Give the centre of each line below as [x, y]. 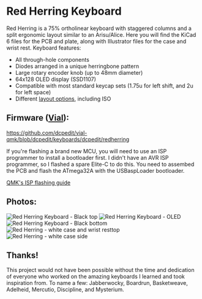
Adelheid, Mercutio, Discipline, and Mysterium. [65, 290]
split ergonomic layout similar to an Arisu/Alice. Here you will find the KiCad [101, 34]
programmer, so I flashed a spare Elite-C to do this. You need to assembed [100, 164]
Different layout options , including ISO [63, 99]
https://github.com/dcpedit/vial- [47, 132]
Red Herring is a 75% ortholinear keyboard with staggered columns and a [99, 28]
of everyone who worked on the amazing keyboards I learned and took [96, 276]
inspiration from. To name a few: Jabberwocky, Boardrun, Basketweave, [97, 283]
